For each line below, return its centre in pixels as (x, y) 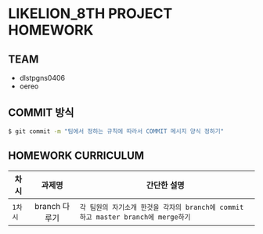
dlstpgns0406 (42, 78)
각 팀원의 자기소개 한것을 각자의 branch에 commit (162, 207)
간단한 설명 (166, 185)
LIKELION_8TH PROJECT (90, 14)
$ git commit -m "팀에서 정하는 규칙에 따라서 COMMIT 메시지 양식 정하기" (116, 131)
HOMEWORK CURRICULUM (76, 156)
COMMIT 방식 (41, 113)
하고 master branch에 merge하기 (135, 217)
